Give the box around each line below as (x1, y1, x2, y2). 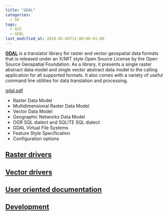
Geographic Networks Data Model (12, 113, 85, 120)
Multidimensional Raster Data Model (12, 103, 90, 109)
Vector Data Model (12, 108, 53, 114)
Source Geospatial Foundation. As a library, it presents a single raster (5, 61, 152, 67)
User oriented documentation (5, 185, 102, 194)
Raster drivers (5, 150, 52, 159)
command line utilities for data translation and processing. (5, 77, 128, 84)
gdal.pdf (5, 87, 23, 93)
